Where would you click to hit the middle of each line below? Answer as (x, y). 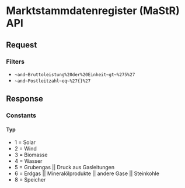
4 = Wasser (28, 161)
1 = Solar (25, 142)
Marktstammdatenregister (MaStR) (93, 11)
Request (22, 45)
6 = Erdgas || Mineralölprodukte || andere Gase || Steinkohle (87, 173)
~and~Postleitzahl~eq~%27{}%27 (53, 81)
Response (25, 99)
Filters (15, 61)
